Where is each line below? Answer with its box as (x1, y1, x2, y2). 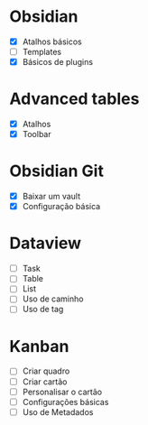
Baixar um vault (22, 191, 81, 202)
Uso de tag (22, 304, 64, 315)
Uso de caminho (22, 293, 84, 304)
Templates (22, 47, 61, 57)
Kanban (9, 336, 69, 356)
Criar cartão (22, 376, 68, 387)
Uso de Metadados (22, 406, 94, 417)
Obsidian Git (9, 161, 104, 181)
